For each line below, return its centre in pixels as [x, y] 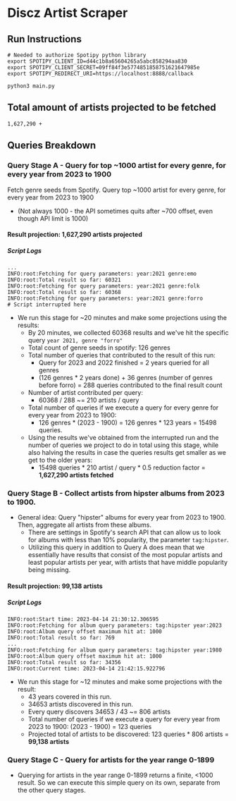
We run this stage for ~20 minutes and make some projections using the [122, 318]
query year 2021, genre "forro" [75, 341]
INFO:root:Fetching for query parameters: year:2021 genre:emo [102, 274]
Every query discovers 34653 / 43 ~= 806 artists [99, 711]
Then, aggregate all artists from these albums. [84, 525]
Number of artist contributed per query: [85, 393]
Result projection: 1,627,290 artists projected [75, 235]
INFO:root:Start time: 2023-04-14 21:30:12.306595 [83, 619]
